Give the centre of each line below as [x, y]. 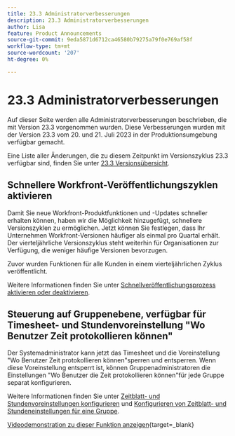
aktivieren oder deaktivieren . [49, 292]
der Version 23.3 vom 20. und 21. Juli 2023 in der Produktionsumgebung [112, 135]
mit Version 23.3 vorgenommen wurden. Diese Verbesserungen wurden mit [116, 127]
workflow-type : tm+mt [39, 46]
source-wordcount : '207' [43, 53]
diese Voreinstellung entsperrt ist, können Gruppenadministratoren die [109, 368]
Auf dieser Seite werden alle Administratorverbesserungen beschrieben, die [117, 119]
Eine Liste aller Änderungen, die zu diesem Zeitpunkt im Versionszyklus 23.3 [118, 156]
